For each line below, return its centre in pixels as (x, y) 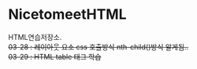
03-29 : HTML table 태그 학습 (55, 56)
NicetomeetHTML (67, 15)
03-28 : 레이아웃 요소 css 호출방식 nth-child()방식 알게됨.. (98, 47)
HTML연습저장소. (35, 37)
